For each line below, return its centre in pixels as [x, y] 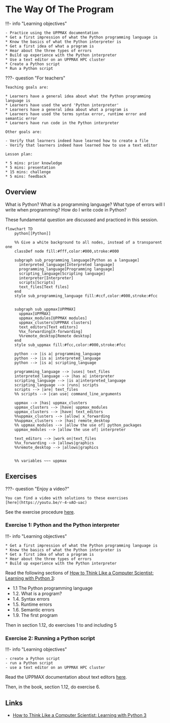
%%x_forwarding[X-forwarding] [50, 331]
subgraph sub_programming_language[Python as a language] [77, 260]
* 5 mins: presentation [30, 167]
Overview [21, 192]
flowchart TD [19, 229]
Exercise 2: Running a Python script [50, 638]
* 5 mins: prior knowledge [34, 163]
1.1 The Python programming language [53, 588]
